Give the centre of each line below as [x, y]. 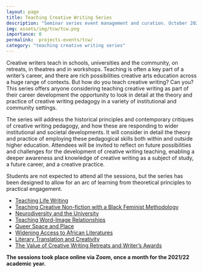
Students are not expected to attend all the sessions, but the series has [95, 176]
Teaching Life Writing [41, 201]
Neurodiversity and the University [57, 213]
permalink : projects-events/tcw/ [50, 40]
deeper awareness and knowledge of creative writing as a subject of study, [100, 158]
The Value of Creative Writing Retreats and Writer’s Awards [88, 245]
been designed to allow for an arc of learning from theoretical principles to [99, 182]
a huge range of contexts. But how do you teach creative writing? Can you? [100, 82]
